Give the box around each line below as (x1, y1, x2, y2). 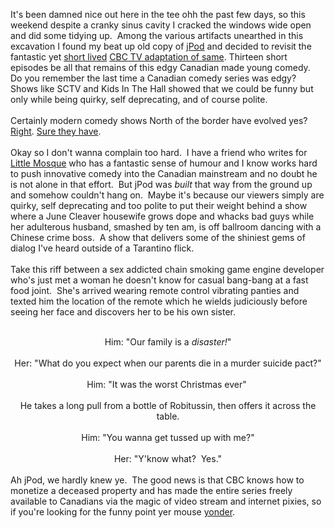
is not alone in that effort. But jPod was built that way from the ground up (10, 179, 313, 190)
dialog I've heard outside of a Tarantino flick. (10, 242, 195, 254)
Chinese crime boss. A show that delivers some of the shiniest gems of (10, 232, 306, 243)
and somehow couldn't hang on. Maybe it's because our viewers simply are (10, 189, 325, 201)
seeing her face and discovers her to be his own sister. (10, 306, 237, 318)
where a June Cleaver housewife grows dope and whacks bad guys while (10, 210, 315, 222)
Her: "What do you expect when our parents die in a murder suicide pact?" (14, 357, 322, 369)
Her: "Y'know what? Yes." (113, 453, 223, 464)
